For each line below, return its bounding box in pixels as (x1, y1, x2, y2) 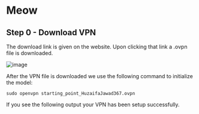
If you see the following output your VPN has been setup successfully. (6, 101, 180, 108)
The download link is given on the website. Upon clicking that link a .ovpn (6, 43, 188, 50)
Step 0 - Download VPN (6, 27, 97, 38)
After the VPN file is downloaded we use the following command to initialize (6, 73, 193, 79)
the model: (6, 79, 33, 86)
